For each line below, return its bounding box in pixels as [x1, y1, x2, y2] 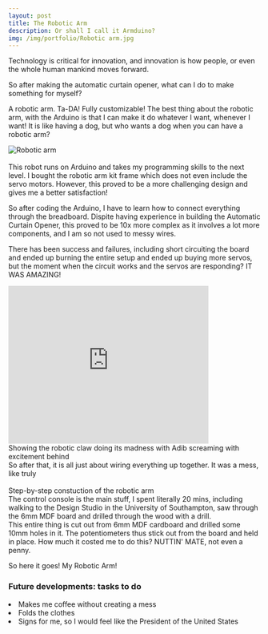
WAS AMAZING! [8, 270, 62, 280]
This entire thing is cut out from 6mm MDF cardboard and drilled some [8, 520, 242, 530]
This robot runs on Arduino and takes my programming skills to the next [8, 162, 245, 172]
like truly [8, 469, 37, 479]
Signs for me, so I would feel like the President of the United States [18, 616, 238, 626]
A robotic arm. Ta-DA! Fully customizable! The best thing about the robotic [8, 104, 254, 114]
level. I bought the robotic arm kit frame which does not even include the [8, 171, 248, 180]
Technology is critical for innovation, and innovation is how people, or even [8, 56, 255, 66]
